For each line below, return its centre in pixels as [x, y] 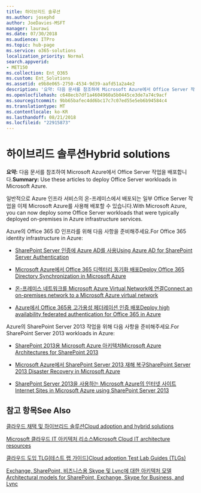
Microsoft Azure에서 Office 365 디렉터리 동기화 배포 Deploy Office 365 [100, 270]
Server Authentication [42, 257]
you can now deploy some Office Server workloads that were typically [93, 213]
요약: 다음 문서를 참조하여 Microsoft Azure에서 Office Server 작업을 [86, 172]
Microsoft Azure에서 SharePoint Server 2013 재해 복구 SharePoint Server [103, 365]
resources [19, 445]
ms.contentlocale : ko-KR [37, 112]
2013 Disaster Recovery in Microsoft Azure [68, 372]
